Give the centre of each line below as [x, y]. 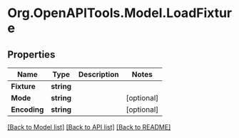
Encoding [27, 110]
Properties [31, 54]
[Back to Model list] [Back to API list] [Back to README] [89, 127]
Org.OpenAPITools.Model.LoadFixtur [120, 13]
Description [98, 74]
